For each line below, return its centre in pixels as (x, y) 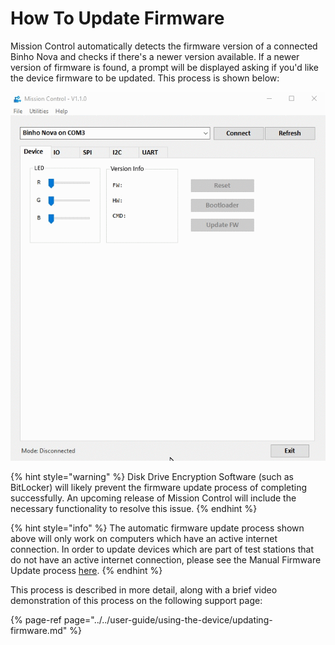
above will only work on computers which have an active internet (144, 538)
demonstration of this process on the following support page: (136, 600)
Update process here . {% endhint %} (86, 570)
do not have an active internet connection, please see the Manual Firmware (166, 559)
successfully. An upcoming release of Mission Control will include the (153, 498)
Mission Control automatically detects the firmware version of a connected (164, 46)
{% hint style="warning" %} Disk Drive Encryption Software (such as (152, 476)
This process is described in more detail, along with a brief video (144, 589)
